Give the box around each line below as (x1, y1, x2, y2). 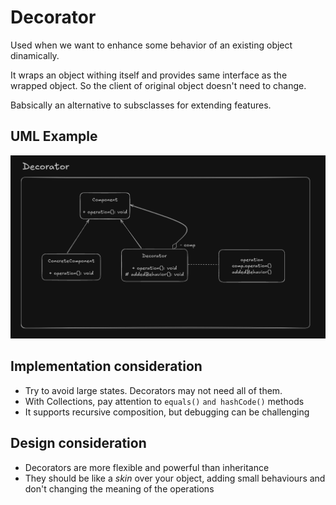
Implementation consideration (10, 358, 203, 375)
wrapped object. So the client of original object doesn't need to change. (10, 79, 307, 91)
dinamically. (10, 49, 60, 61)
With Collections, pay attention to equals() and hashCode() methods (24, 395, 305, 407)
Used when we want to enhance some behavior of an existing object (10, 39, 293, 51)
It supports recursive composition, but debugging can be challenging (24, 406, 310, 418)
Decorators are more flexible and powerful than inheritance (24, 461, 270, 473)
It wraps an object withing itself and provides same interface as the (10, 69, 288, 81)
